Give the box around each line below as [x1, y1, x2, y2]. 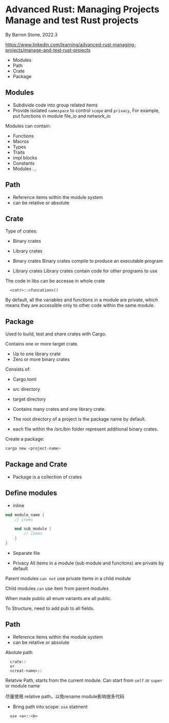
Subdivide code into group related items [12, 102, 98, 108]
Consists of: [5, 366, 31, 372]
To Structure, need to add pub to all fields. [5, 605, 95, 611]
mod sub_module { [14, 526, 52, 532]
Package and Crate [5, 460, 68, 469]
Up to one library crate [12, 351, 61, 357]
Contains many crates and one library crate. [12, 406, 106, 412]
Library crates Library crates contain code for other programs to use [12, 268, 158, 274]
